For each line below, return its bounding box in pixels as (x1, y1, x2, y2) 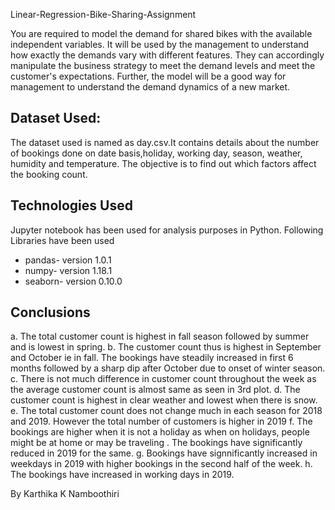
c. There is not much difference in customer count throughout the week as (10, 373, 317, 385)
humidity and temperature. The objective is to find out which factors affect (10, 157, 317, 169)
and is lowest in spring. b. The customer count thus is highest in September (10, 341, 322, 353)
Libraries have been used (10, 234, 115, 246)
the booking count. (10, 168, 88, 180)
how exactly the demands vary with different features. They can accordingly (10, 49, 325, 61)
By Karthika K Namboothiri (10, 488, 120, 500)
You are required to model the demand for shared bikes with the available (10, 28, 313, 39)
